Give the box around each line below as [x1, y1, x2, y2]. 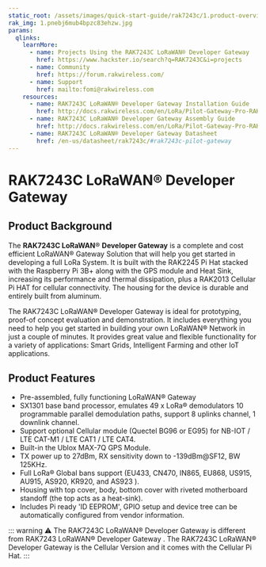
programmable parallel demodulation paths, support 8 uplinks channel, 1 [19, 409, 256, 419]
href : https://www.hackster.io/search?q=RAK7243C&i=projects [36, 56, 243, 64]
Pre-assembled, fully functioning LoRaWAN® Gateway [19, 393, 196, 402]
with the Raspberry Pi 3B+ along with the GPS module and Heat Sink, [8, 266, 234, 275]
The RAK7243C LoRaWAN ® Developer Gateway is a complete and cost [8, 240, 244, 250]
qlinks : [15, 33, 41, 42]
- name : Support [28, 78, 83, 86]
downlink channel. [19, 418, 80, 427]
